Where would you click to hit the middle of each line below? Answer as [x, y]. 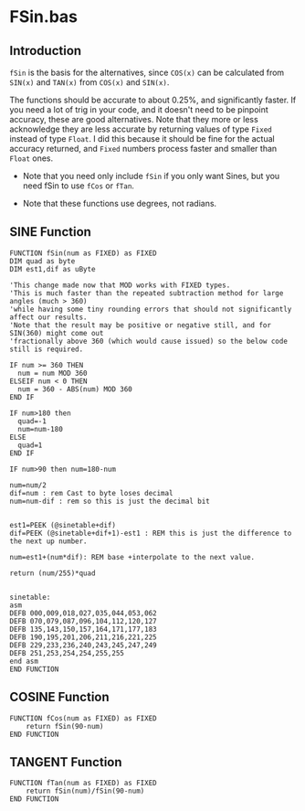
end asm [24, 661]
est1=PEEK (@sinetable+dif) [63, 525]
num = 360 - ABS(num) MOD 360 [75, 389]
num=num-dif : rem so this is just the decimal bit [110, 501]
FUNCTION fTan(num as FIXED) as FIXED [83, 784]
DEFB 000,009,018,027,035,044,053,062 [83, 613]
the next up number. [49, 541]
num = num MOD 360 [53, 373]
